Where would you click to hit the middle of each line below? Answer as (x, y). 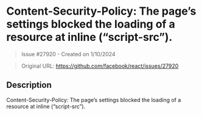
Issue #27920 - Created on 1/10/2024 (68, 54)
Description (29, 85)
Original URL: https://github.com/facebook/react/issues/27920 (100, 66)
